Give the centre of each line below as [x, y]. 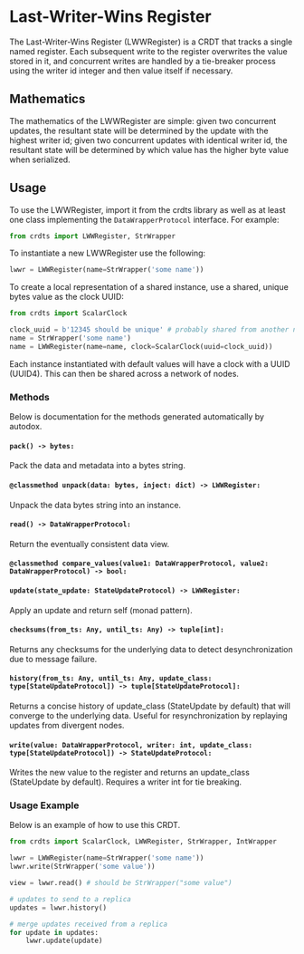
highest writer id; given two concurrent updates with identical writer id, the [148, 140]
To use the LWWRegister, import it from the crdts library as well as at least [148, 209]
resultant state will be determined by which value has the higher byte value [149, 149]
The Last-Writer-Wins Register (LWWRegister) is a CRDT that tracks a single [151, 42]
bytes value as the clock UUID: [67, 297]
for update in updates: [54, 932]
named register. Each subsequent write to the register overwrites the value [148, 51]
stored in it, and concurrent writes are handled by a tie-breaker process [142, 61]
